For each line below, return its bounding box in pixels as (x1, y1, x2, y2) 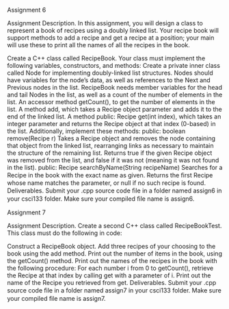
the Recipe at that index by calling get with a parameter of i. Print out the (7, 271, 211, 280)
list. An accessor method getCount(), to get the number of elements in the (7, 98, 215, 106)
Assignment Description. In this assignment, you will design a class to (7, 19, 203, 27)
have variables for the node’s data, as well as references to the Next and (7, 76, 211, 84)
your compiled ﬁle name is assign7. (7, 295, 106, 302)
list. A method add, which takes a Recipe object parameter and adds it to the (7, 106, 222, 113)
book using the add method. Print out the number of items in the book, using (7, 249, 222, 258)
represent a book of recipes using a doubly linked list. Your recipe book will (7, 27, 219, 34)
